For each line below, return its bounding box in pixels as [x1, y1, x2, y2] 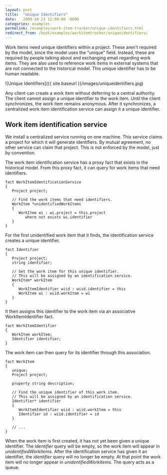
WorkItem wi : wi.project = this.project [18, 210, 106, 215]
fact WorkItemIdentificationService [5, 179, 81, 185]
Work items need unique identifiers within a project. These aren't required [5, 44, 157, 50]
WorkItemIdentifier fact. [5, 313, 54, 320]
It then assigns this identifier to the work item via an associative [5, 308, 136, 314]
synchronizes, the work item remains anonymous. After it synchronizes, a [5, 101, 156, 106]
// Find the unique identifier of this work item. [11, 390, 120, 395]
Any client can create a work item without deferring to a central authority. [5, 90, 156, 96]
